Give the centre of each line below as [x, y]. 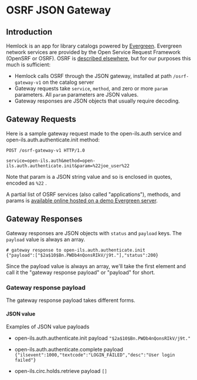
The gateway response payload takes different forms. [71, 300]
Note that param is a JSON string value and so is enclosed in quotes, [89, 177]
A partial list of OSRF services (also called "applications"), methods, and [93, 194]
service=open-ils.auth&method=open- [51, 161]
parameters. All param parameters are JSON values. [77, 95]
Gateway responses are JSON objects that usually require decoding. [97, 101]
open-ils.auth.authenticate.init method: [53, 140]
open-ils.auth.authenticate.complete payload [69, 350]
